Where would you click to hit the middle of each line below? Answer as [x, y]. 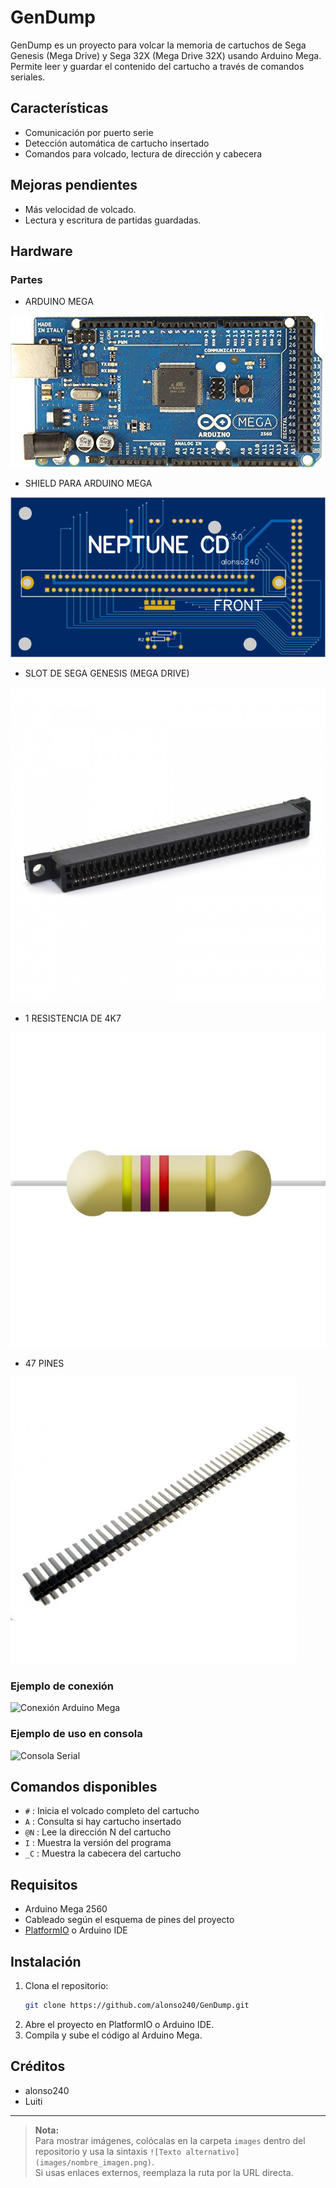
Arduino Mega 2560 [66, 1909]
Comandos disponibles [84, 1787]
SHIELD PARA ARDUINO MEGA [88, 483]
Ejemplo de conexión [62, 1686]
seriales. [28, 77]
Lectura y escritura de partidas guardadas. [113, 220]
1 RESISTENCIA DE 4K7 [73, 1018]
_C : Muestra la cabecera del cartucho [103, 1853]
